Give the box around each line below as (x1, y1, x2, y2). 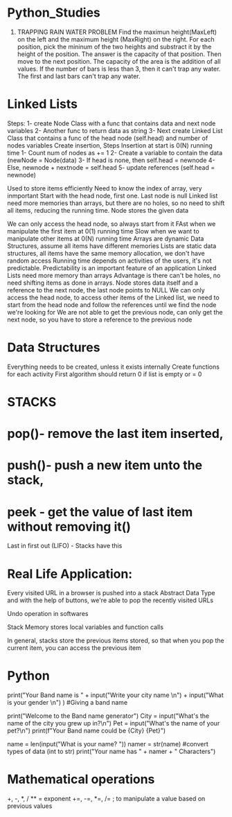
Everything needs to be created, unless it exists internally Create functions (7, 362, 220, 371)
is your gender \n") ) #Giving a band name (7, 699, 128, 707)
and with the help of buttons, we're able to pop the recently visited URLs (7, 596, 213, 604)
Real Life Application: (7, 566, 133, 581)
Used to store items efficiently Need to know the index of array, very (7, 184, 202, 192)
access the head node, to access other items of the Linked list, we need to (7, 293, 220, 301)
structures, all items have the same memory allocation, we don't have (7, 249, 206, 257)
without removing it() (7, 518, 132, 534)
